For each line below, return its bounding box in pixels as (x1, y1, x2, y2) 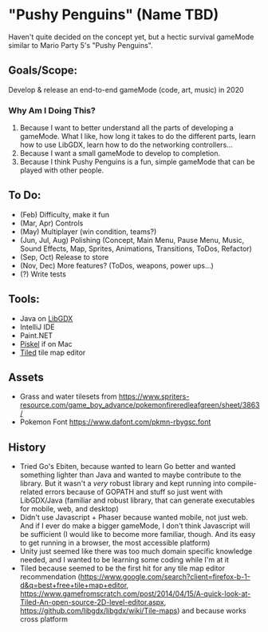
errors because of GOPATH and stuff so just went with (45, 487, 223, 497)
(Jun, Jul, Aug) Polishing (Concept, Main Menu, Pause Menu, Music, (19, 235, 245, 244)
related (19, 487, 44, 497)
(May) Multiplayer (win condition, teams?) (19, 226, 157, 237)
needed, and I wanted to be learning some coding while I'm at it (19, 555, 230, 565)
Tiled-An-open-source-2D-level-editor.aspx (19, 598, 165, 607)
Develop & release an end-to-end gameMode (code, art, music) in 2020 (8, 85, 245, 94)
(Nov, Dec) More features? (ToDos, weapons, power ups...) (19, 260, 214, 270)
